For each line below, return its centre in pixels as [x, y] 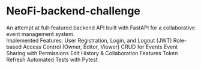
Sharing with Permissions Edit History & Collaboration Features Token [92, 53]
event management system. [40, 34]
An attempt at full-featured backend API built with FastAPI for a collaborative [101, 28]
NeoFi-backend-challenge [73, 11]
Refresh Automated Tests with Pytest [52, 59]
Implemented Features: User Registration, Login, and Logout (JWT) [89, 40]
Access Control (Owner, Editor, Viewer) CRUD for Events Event [100, 47]
